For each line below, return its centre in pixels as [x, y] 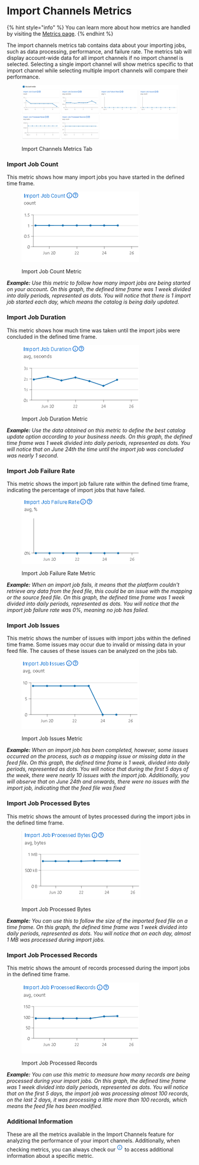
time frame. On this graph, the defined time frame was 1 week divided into [97, 927]
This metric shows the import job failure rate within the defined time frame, [98, 484]
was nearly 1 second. [33, 455]
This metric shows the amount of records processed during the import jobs [98, 968]
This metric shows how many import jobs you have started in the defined [96, 177]
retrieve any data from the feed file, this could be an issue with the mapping [99, 591]
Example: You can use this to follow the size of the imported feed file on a [97, 921]
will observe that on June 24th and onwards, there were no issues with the [98, 782]
